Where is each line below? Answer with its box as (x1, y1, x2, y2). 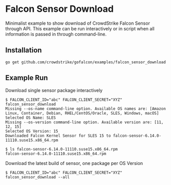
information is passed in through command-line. (5, 31, 107, 37)
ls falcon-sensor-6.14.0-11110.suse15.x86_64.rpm (10, 146, 118, 152)
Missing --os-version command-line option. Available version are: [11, (5, 119, 164, 125)
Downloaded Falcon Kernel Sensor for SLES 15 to (5, 133, 111, 138)
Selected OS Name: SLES (5, 115, 56, 120)
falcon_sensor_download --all (5, 174, 70, 180)
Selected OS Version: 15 (5, 128, 58, 134)
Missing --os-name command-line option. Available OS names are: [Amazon (5, 106, 166, 111)
